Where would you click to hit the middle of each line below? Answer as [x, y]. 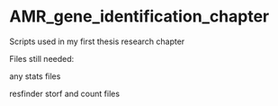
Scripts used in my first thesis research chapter [97, 41]
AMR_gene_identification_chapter [139, 17]
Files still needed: [42, 58]
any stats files [35, 76]
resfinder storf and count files [64, 93]
